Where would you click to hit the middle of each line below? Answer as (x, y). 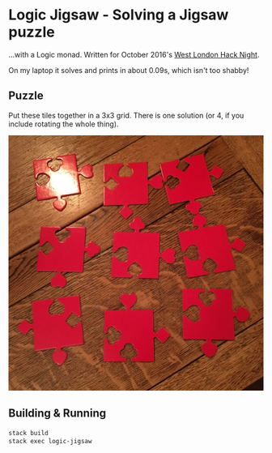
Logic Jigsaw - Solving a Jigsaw (119, 15)
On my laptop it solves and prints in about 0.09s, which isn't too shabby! (129, 70)
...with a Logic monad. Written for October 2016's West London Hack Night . (134, 54)
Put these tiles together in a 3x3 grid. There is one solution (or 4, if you (126, 115)
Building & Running (57, 414)
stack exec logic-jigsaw (50, 442)
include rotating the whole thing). (64, 124)
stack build (28, 433)
